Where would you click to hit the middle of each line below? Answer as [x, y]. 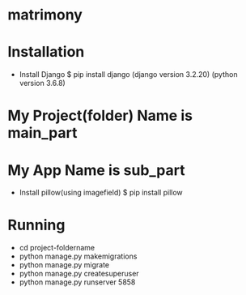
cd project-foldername [57, 248]
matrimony [45, 15]
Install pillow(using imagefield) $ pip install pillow [101, 193]
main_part [42, 133]
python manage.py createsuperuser [79, 274]
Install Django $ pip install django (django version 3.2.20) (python [128, 75]
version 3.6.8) [42, 83]
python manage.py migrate [64, 265]
